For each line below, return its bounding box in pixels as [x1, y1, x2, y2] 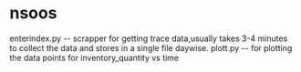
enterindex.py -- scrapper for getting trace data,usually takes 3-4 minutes [9, 33, 288, 44]
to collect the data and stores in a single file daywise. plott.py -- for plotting [9, 42, 293, 53]
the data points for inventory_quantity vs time [9, 52, 180, 63]
